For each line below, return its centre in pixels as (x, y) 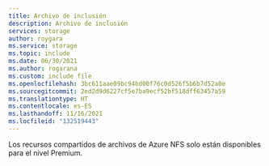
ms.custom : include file (50, 76)
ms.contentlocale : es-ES (50, 106)
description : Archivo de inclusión (68, 23)
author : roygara (36, 38)
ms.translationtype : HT (48, 99)
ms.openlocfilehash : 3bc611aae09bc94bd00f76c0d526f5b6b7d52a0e (117, 83)
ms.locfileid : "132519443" (54, 121)
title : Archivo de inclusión (57, 16)
